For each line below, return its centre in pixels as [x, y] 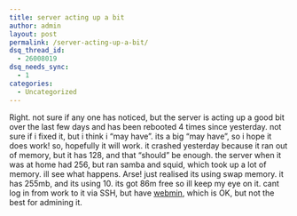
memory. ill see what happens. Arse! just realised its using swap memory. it [146, 173]
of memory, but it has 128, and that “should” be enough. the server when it [145, 155]
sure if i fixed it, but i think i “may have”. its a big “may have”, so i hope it [141, 136]
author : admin [35, 26]
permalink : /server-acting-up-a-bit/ [79, 42]
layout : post [33, 34]
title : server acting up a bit [67, 17]
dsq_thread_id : [37, 51]
